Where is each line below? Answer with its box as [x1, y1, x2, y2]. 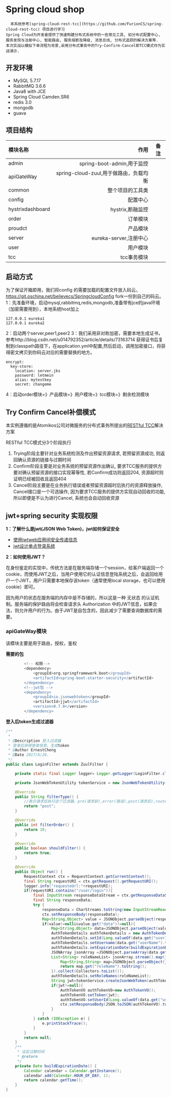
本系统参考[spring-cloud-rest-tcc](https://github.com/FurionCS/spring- [10, 21, 164, 27]
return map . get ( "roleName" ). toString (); [60, 964, 147, 969]
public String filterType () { [15, 794, 79, 799]
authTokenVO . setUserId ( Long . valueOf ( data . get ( [60, 997, 160, 1002]
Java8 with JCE [13, 88, 46, 94]
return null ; [24, 1035, 52, 1040]
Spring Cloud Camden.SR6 [13, 93, 70, 100]
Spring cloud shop [6, 4, 85, 15]
